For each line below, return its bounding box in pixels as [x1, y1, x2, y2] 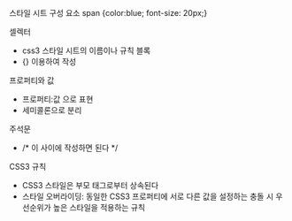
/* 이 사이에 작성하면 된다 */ [21, 142, 119, 153]
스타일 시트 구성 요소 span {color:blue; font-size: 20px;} [9, 8, 208, 18]
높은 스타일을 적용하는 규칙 [52, 202, 146, 212]
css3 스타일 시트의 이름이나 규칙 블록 [21, 45, 151, 56]
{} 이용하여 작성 [21, 57, 77, 66]
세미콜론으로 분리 [21, 105, 82, 115]
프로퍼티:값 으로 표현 [21, 94, 94, 104]
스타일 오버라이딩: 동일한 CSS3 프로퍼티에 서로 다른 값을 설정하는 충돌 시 [21, 191, 274, 202]
